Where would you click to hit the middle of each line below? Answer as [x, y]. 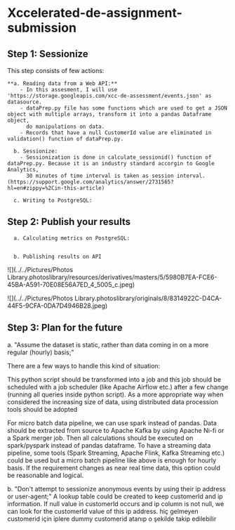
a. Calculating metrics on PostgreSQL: [72, 238]
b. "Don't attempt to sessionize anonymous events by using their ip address [117, 489]
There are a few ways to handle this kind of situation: [84, 366]
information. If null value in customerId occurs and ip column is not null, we [116, 503]
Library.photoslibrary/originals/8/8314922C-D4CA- [148, 298]
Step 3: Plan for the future [65, 328]
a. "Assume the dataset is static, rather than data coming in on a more [108, 344]
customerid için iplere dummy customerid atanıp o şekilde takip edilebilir [112, 519]
